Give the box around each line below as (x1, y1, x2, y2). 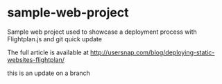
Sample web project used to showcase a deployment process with (7, 28, 198, 36)
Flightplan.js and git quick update (7, 34, 103, 43)
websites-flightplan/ (7, 55, 65, 63)
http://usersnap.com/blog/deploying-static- (89, 48, 215, 56)
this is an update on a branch (7, 69, 90, 77)
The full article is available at (7, 48, 89, 56)
